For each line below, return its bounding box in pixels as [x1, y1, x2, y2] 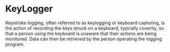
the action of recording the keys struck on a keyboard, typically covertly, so [5, 25, 164, 31]
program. [5, 41, 25, 47]
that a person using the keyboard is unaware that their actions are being [5, 30, 157, 36]
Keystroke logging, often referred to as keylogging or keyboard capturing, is [5, 20, 165, 26]
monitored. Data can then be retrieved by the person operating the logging [5, 36, 162, 42]
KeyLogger [5, 3, 53, 15]
